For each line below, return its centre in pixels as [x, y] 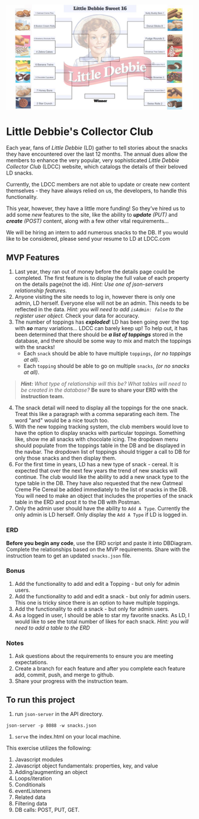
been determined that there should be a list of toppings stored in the [99, 335]
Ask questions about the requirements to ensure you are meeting [94, 656]
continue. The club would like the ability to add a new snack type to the [102, 477]
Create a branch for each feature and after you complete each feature [100, 669]
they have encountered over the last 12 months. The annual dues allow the [97, 154]
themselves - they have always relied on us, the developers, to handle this [97, 191]
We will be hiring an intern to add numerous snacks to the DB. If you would [97, 233]
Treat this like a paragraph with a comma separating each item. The [97, 414]
